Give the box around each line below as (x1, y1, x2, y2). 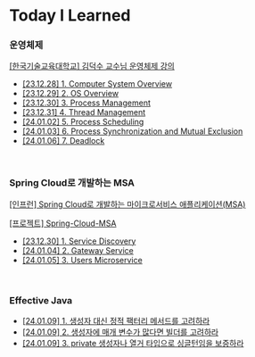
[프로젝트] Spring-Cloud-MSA (9, 218, 117, 228)
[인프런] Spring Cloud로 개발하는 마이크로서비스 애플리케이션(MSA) (9, 198, 246, 210)
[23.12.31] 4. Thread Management (21, 107, 146, 118)
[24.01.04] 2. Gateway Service (21, 245, 134, 255)
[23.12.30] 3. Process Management (21, 97, 152, 108)
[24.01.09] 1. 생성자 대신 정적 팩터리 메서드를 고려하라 (21, 316, 210, 327)
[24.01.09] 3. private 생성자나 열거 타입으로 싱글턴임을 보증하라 (21, 338, 244, 349)
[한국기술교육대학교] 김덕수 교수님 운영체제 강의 (9, 61, 176, 71)
